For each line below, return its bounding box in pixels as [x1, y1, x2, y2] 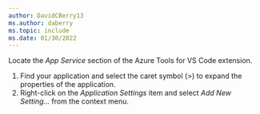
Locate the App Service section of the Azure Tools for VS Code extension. [8, 56, 253, 65]
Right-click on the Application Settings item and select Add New [19, 88, 232, 98]
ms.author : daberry [8, 19, 74, 27]
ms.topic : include [8, 26, 70, 34]
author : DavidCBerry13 [8, 11, 84, 20]
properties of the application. [19, 80, 116, 89]
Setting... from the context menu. [19, 96, 130, 106]
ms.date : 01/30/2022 [8, 33, 78, 42]
